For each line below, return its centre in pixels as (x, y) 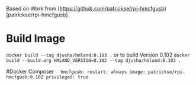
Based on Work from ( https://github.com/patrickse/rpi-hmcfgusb (85, 9)
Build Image (36, 39)
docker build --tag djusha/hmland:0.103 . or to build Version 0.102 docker (98, 55)
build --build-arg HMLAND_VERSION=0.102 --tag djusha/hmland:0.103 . (94, 60)
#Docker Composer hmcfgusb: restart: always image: (76, 71)
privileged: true (67, 77)
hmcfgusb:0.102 (25, 77)
